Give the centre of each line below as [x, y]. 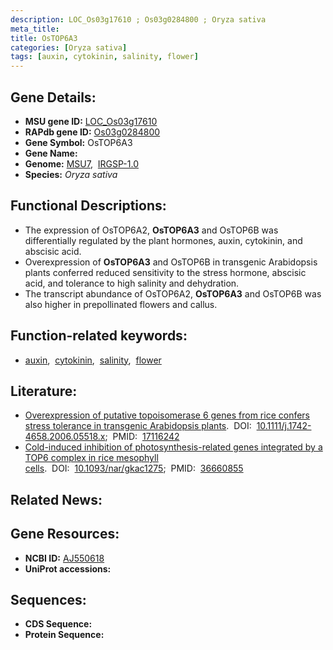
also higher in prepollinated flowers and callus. [121, 304]
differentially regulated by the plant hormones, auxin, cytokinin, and [163, 240]
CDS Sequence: [58, 624]
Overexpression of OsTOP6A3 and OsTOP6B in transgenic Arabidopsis [171, 262]
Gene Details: [53, 97]
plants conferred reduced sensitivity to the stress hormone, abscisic [165, 272]
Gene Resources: [65, 534]
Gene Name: [51, 153]
